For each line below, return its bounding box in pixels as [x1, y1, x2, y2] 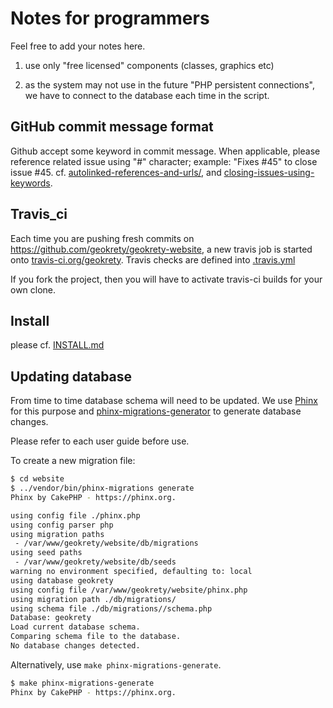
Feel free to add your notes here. [10, 40, 146, 52]
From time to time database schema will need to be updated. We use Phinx [10, 395, 318, 407]
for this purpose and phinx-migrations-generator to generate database [10, 405, 302, 417]
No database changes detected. [10, 641, 141, 651]
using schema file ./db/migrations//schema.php [10, 603, 213, 614]
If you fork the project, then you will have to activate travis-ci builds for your [10, 273, 323, 285]
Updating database [10, 368, 133, 385]
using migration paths [10, 529, 105, 539]
